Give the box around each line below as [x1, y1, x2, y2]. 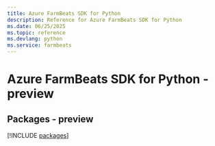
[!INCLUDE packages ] [7, 132, 69, 139]
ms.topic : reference [7, 29, 66, 36]
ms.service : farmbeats [7, 42, 72, 49]
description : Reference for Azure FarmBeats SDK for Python [7, 16, 183, 23]
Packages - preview [7, 113, 94, 125]
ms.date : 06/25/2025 [7, 23, 66, 29]
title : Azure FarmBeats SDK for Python [7, 10, 121, 17]
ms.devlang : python [7, 36, 63, 42]
